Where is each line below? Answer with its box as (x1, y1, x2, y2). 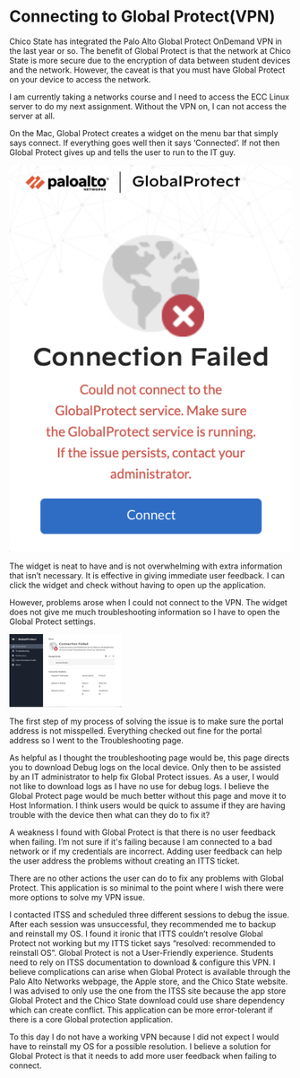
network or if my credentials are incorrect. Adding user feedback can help (9, 846, 283, 857)
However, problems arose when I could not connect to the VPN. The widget (9, 596, 288, 607)
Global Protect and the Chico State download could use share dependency (9, 995, 285, 1006)
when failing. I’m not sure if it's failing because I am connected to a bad (9, 837, 273, 848)
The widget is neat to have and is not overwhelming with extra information (9, 561, 283, 571)
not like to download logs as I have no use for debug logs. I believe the (9, 781, 270, 792)
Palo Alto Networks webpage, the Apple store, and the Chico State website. (9, 976, 288, 987)
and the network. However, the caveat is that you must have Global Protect (9, 65, 286, 75)
